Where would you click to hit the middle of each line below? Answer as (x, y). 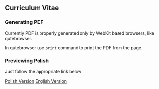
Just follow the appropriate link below (43, 71)
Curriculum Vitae (32, 8)
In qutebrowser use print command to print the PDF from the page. (74, 48)
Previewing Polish (27, 60)
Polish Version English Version (36, 81)
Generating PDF (24, 22)
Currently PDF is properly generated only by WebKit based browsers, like (79, 33)
